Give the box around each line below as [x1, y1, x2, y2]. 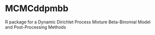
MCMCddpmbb [5, 3, 69, 14]
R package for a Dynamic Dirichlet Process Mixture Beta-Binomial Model [5, 19, 151, 25]
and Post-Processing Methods [5, 24, 66, 30]
